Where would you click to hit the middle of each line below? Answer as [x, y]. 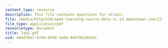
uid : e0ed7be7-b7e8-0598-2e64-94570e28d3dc [51, 38]
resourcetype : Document [30, 28]
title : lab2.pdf [22, 33]
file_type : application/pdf [34, 24]
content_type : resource [30, 10]
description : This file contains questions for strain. [64, 14]
